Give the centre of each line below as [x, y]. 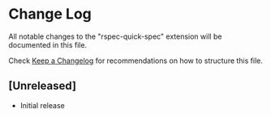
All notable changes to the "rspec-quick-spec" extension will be [115, 36]
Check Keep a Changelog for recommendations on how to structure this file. [136, 61]
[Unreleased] [43, 86]
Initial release [42, 105]
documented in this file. [48, 44]
